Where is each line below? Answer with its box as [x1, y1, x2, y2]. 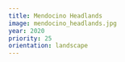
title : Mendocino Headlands [8, 11, 103, 20]
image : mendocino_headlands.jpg [8, 19, 117, 27]
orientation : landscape [8, 42, 89, 50]
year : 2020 [8, 27, 45, 35]
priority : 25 [8, 34, 52, 43]
